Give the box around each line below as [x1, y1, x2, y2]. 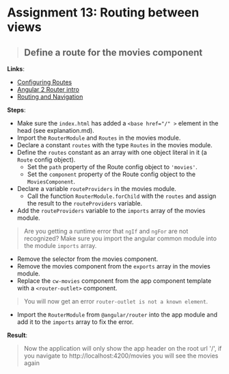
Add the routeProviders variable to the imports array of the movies [16, 207, 206, 214]
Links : [7, 65, 25, 73]
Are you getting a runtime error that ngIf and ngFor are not [23, 227, 189, 235]
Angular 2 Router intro [16, 86, 80, 93]
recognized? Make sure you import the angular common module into [23, 234, 217, 242]
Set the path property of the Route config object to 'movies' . [27, 163, 198, 171]
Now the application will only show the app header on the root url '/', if [23, 345, 222, 352]
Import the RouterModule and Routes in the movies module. [16, 134, 181, 142]
